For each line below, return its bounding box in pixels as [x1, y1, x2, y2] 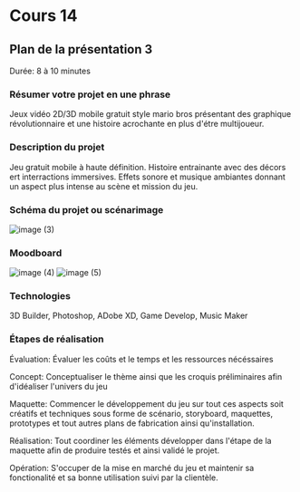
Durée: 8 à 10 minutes [9, 65, 91, 76]
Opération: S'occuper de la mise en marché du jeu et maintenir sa [9, 462, 255, 473]
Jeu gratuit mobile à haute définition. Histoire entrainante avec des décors [9, 161, 286, 172]
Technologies [9, 290, 71, 303]
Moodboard [9, 246, 63, 259]
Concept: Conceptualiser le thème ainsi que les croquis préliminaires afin [9, 371, 283, 381]
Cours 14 [9, 5, 79, 26]
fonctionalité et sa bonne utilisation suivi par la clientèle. [9, 472, 219, 483]
